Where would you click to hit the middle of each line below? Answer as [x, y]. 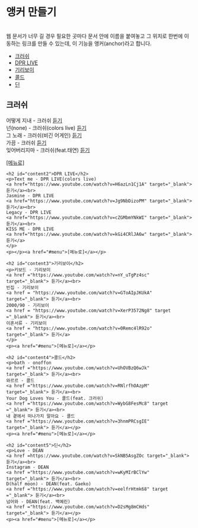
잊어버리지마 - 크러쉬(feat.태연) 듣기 [48, 150]
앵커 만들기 [31, 12]
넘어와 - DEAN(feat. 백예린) [39, 501]
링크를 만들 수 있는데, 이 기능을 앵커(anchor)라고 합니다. [87, 43]
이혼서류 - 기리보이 [26, 323]
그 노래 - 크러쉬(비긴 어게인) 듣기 [44, 135]
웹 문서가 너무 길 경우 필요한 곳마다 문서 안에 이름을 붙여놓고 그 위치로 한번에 [95, 36]
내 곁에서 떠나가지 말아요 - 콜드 [41, 416]
